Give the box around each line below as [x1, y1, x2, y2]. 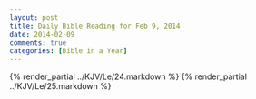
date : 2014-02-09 [9, 30, 75, 39]
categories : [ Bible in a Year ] [9, 47, 128, 56]
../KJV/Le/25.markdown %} [9, 81, 112, 92]
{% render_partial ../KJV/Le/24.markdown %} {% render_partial [9, 71, 248, 82]
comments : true [9, 38, 67, 48]
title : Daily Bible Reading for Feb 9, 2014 [9, 22, 181, 31]
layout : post [9, 13, 59, 22]
